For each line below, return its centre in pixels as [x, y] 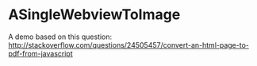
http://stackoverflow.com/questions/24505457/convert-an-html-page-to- [129, 45]
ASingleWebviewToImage [94, 15]
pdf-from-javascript [40, 53]
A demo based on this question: [60, 37]
